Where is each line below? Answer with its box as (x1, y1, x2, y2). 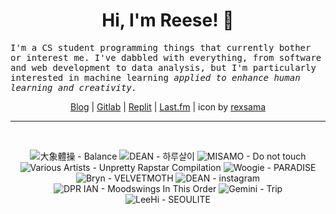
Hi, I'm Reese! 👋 (101, 9, 235, 32)
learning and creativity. (10, 82, 138, 93)
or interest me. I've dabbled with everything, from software (10, 52, 322, 63)
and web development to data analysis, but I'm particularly (10, 62, 317, 73)
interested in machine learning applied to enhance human (10, 72, 301, 83)
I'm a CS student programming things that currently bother (10, 42, 312, 53)
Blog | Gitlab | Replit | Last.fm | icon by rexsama (69, 100, 267, 113)
